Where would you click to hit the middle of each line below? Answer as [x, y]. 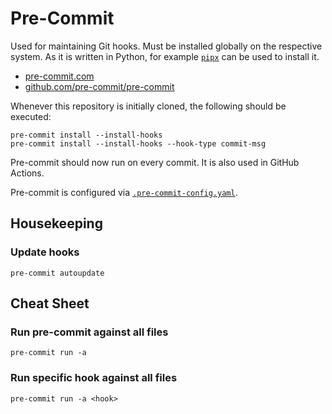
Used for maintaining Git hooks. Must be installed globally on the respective [166, 46]
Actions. [27, 173]
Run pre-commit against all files [89, 332]
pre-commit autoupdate [57, 273]
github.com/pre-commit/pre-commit [99, 86]
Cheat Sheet [50, 303]
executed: [31, 116]
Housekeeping [56, 223]
